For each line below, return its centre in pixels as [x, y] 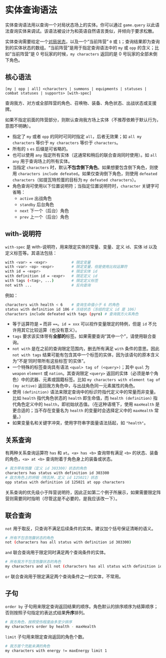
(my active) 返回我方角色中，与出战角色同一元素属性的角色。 [75, 386]
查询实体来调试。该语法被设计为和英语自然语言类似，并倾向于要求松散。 [83, 31]
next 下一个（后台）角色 [44, 210]
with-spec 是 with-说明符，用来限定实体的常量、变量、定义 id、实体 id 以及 [81, 247]
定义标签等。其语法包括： [31, 253]
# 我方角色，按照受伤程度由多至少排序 [39, 622]
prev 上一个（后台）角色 [44, 217]
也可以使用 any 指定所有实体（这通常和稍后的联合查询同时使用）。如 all [84, 155]
